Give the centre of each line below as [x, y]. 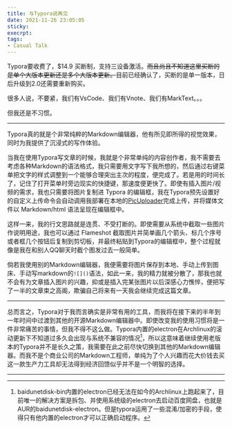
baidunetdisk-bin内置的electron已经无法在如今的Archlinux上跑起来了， [118, 391]
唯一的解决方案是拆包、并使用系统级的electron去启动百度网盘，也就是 [123, 400]
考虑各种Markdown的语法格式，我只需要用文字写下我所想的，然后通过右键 [113, 166]
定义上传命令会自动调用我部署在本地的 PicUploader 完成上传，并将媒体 [118, 201]
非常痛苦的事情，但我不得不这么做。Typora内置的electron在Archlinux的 [115, 329]
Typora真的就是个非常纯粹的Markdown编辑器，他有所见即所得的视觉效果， [114, 134]
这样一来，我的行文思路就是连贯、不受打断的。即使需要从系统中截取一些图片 [116, 224]
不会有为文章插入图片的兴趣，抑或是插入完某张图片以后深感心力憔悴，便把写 [116, 282]
